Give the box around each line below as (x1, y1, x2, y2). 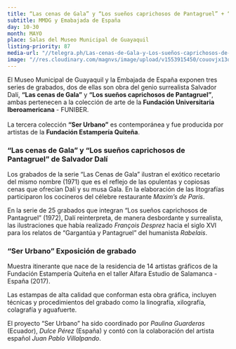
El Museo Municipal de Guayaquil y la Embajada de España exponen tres (7, 75, 218, 84)
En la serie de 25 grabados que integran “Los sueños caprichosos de (7, 206, 207, 215)
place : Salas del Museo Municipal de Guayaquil (7, 37, 150, 44)
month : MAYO (7, 30, 42, 37)
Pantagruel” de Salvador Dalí (7, 154, 108, 164)
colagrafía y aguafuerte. (7, 305, 77, 314)
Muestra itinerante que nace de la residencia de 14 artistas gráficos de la (7, 262, 218, 271)
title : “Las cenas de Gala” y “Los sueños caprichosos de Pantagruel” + (7, 10, 225, 18)
